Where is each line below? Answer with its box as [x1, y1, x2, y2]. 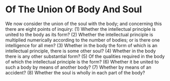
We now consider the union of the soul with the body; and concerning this [5, 21, 162, 27]
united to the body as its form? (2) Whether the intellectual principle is [5, 31, 153, 37]
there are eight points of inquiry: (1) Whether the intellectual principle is [5, 26, 156, 32]
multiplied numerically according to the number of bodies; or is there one [5, 37, 160, 43]
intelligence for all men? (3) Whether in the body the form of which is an [5, 42, 158, 48]
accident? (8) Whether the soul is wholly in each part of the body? [5, 69, 145, 75]
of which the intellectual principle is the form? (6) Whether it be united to [5, 58, 159, 65]
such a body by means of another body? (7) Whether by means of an [5, 64, 152, 70]
